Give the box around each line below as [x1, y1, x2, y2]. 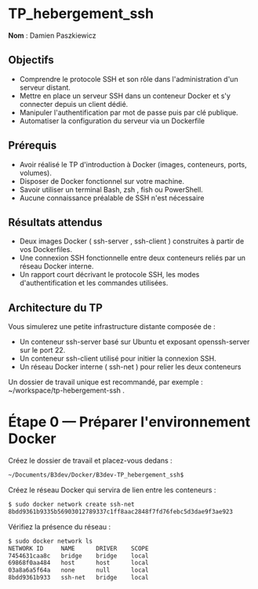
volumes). [19, 168, 53, 177]
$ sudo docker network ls [8, 537, 93, 545]
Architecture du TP [8, 301, 104, 314]
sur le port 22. [19, 346, 66, 355]
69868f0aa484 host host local [8, 559, 149, 567]
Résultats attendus [8, 215, 103, 229]
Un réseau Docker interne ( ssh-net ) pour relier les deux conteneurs [19, 362, 242, 371]
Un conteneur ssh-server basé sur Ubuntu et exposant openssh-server [19, 337, 250, 346]
